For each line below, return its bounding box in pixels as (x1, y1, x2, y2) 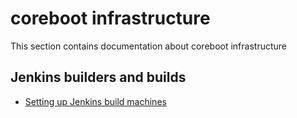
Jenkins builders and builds (10, 69, 187, 86)
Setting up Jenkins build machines (24, 95, 167, 107)
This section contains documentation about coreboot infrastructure (10, 40, 287, 52)
